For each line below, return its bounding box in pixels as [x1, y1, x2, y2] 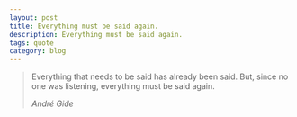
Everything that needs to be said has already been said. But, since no [31, 71, 289, 82]
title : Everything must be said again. [9, 22, 159, 31]
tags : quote [9, 38, 54, 48]
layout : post [9, 13, 58, 22]
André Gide [31, 98, 74, 109]
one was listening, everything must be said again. [31, 81, 216, 92]
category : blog [9, 47, 67, 56]
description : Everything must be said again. [9, 30, 183, 39]
